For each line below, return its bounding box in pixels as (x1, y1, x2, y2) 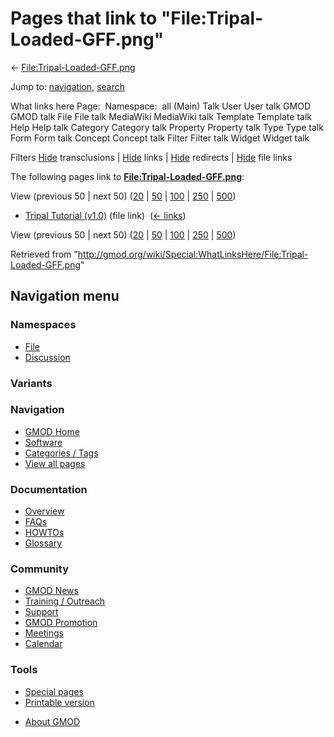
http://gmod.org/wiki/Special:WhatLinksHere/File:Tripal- (77, 248, 309, 260)
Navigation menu (10, 288, 120, 305)
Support (24, 606, 59, 618)
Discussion (24, 351, 71, 363)
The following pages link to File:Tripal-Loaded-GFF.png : (10, 170, 245, 182)
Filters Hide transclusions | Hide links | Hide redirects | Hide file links (10, 151, 293, 163)
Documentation (10, 482, 88, 496)
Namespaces (10, 318, 77, 332)
